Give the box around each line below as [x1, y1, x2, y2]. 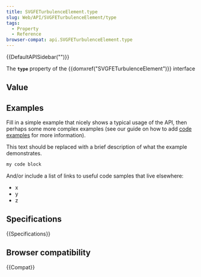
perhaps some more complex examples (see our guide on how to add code [6, 125, 192, 132]
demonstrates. [6, 150, 42, 157]
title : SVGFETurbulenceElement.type [6, 8, 98, 15]
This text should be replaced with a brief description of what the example [6, 143, 187, 151]
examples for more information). [6, 132, 86, 139]
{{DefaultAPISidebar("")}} [6, 54, 70, 60]
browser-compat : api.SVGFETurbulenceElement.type [6, 37, 133, 43]
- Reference [11, 31, 42, 37]
